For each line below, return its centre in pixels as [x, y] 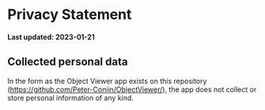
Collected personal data [68, 62]
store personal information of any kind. [70, 97]
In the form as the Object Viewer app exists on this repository [107, 81]
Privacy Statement [70, 15]
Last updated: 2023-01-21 [51, 36]
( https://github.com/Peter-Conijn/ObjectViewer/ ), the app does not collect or [132, 89]
